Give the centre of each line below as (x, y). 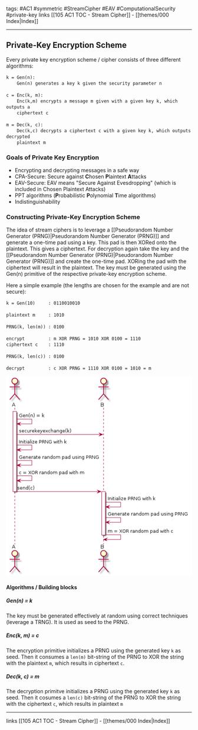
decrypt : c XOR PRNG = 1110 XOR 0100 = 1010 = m (79, 369)
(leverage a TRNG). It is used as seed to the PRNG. (68, 622)
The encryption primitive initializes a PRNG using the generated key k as (94, 650)
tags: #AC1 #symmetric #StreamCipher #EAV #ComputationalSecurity (91, 9)
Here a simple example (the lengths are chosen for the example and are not (98, 285)
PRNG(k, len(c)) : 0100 (35, 357)
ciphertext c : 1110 (35, 345)
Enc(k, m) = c (23, 635)
